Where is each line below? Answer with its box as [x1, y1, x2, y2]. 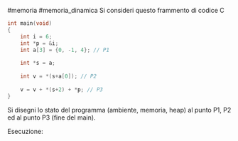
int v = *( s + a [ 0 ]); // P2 [20, 73, 97, 80]
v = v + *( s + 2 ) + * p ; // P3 [20, 85, 103, 93]
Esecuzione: [7, 127, 44, 135]
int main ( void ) [7, 20, 53, 27]
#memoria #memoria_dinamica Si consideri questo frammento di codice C [7, 6, 225, 14]
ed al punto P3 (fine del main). [7, 113, 96, 122]
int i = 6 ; [20, 33, 53, 40]
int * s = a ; [20, 60, 55, 67]
